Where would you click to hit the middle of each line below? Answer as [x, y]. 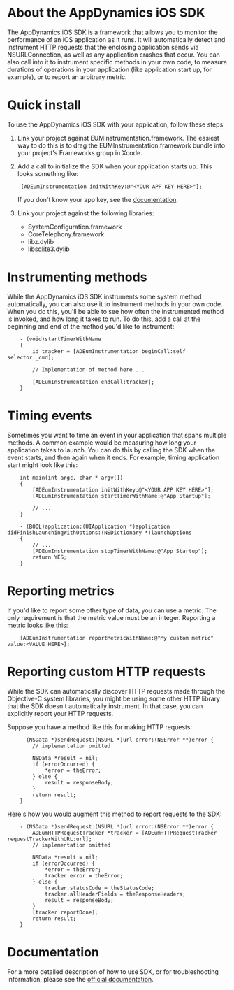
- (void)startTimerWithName [60, 339]
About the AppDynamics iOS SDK [106, 13]
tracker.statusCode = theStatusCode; [100, 888]
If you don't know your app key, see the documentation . [97, 199]
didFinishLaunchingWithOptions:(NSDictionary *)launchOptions [100, 533]
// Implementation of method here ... [89, 370]
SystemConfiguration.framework [75, 227]
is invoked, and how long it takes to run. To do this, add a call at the [104, 319]
